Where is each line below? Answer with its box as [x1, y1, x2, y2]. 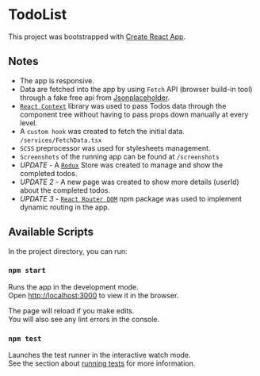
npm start [8, 266, 46, 275]
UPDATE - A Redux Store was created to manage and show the [19, 160, 224, 170]
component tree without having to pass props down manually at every [19, 109, 249, 119]
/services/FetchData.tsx [19, 136, 102, 144]
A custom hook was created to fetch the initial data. [19, 126, 185, 136]
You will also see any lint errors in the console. [8, 314, 160, 324]
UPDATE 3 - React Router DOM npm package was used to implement [19, 194, 242, 203]
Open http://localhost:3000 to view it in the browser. [8, 290, 179, 300]
